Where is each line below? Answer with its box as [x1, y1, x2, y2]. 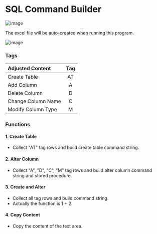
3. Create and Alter [5, 184, 46, 190]
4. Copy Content [5, 212, 40, 218]
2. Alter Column [5, 156, 39, 162]
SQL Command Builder [5, 4, 102, 15]
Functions [5, 121, 30, 128]
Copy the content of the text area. [12, 223, 83, 229]
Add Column [8, 82, 38, 89]
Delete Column [8, 90, 43, 97]
